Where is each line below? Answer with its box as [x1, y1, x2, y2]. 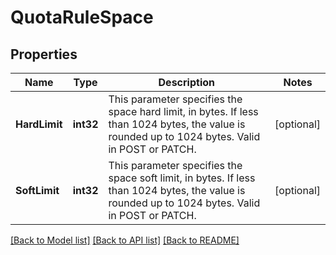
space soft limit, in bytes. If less [108, 171, 256, 185]
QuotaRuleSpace [10, 6, 154, 29]
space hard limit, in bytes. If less [108, 105, 259, 118]
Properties [10, 46, 78, 63]
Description [158, 76, 215, 89]
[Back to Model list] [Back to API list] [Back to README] [10, 234, 240, 246]
